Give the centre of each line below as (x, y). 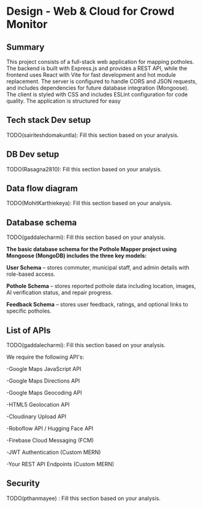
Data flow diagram (42, 189)
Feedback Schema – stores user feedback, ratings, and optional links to (97, 305)
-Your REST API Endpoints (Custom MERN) (60, 464)
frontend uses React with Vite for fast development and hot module (91, 75)
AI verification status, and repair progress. (59, 292)
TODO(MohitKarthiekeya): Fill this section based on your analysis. (90, 203)
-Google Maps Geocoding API (44, 393)
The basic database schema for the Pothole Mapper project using (91, 249)
